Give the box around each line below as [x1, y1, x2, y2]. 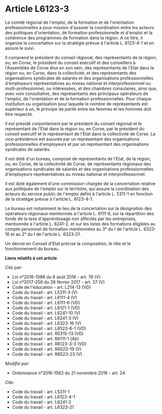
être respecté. [5, 111, 33, 117]
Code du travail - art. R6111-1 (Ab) [12, 335, 79, 341]
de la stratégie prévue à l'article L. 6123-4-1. [5, 196, 94, 202]
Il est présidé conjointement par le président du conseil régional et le [5, 120, 142, 127]
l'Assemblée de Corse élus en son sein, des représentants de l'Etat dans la [5, 64, 154, 71]
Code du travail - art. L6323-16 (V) [12, 320, 81, 326]
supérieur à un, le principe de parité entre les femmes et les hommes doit [5, 106, 152, 112]
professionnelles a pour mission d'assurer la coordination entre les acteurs [5, 24, 154, 30]
